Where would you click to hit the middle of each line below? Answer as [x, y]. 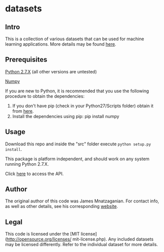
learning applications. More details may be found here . [61, 44]
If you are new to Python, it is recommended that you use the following [77, 91]
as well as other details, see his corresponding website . [61, 206]
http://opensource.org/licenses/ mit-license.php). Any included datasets [80, 239]
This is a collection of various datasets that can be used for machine [75, 39]
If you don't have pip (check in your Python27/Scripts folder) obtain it [83, 106]
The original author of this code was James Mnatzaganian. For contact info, [82, 201]
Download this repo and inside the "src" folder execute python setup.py [78, 144]
